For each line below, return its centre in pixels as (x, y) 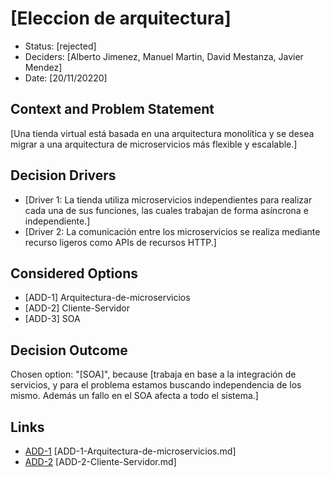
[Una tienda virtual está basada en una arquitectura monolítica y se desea (162, 133)
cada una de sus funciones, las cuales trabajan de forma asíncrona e (166, 210)
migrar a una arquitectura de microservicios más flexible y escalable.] (154, 144)
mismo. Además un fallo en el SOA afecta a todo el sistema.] (134, 396)
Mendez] (43, 67)
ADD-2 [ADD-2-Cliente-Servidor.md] (100, 461)
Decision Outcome (69, 350)
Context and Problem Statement (112, 109)
